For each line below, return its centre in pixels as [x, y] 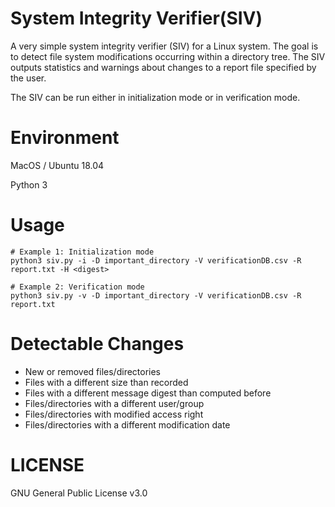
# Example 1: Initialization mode [82, 252]
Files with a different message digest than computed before [148, 393]
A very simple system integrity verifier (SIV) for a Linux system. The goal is [164, 46]
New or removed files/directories [93, 371]
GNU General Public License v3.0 [79, 493]
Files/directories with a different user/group [114, 403]
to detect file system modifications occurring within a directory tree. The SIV [168, 56]
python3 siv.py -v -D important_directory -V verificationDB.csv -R [156, 295]
